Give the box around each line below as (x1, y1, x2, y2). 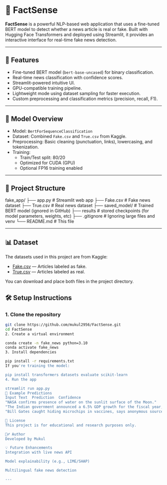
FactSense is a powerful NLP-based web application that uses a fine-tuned (5, 21, 160, 27)
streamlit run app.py (5, 386, 50, 391)
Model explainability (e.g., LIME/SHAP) (5, 459, 90, 464)
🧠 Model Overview (5, 115, 63, 123)
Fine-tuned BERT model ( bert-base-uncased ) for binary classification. (12, 69, 154, 75)
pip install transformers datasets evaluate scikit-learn (5, 372, 128, 377)
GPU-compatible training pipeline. (12, 85, 82, 91)
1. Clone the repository (5, 311, 61, 318)
